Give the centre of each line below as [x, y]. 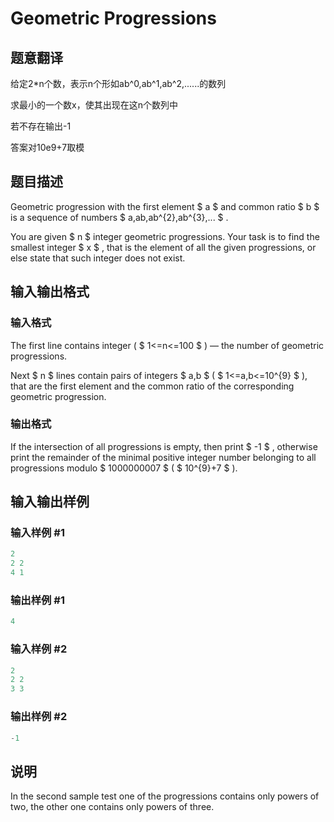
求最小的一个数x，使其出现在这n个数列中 [94, 105]
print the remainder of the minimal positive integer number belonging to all [163, 457]
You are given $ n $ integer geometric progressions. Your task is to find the [165, 236]
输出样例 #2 [39, 717]
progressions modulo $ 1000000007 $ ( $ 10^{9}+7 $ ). [124, 468]
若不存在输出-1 [41, 126]
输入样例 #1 [37, 533]
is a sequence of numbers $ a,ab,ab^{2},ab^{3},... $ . [119, 217]
